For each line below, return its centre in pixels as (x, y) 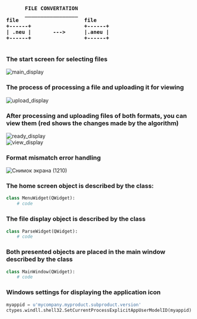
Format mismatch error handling (54, 158)
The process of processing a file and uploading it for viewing (95, 87)
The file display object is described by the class (76, 219)
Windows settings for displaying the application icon (83, 292)
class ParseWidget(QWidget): (42, 231)
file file (51, 20)
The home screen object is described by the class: (80, 186)
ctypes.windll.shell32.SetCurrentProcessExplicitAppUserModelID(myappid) (99, 310)
